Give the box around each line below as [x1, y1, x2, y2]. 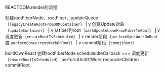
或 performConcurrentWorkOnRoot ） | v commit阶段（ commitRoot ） [5, 40, 137, 46]
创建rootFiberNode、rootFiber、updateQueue [5, 15, 99, 21]
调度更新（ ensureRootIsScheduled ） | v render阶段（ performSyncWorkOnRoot [5, 34, 158, 39]
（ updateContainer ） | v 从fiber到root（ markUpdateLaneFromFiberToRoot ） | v [5, 27, 160, 33]
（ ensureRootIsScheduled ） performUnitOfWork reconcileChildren [5, 57, 139, 62]
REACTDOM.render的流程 [5, 4, 58, 10]
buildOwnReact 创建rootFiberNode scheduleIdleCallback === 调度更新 [5, 50, 149, 56]
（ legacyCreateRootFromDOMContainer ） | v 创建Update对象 [5, 21, 124, 27]
